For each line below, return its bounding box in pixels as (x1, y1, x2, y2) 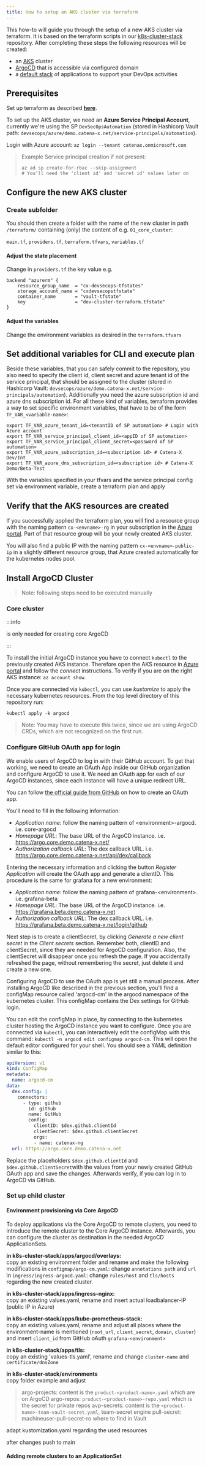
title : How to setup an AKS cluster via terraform (6, 9, 138, 15)
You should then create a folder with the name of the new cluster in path (6, 219, 188, 227)
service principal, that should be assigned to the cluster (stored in (6, 378, 173, 386)
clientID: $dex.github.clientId (33, 1123, 116, 1129)
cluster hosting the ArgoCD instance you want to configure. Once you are (6, 1022, 192, 1029)
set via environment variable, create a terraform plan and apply (6, 483, 165, 490)
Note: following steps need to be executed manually (21, 589, 153, 596)
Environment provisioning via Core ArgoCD (6, 1207, 118, 1214)
